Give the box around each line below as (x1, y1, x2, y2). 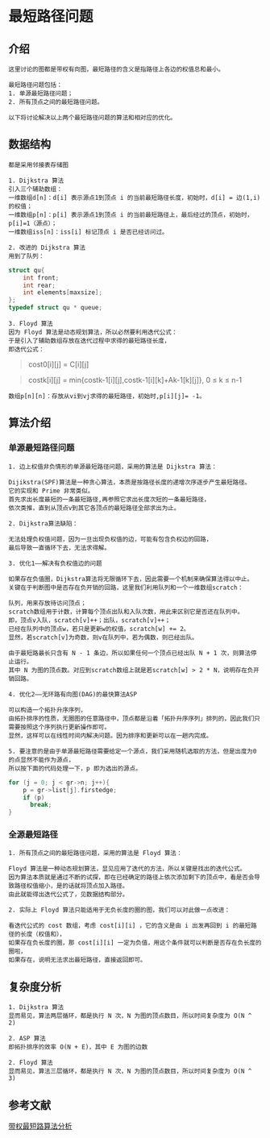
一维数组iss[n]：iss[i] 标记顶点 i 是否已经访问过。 (8, 227, 168, 236)
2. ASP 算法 (8, 1035, 46, 1043)
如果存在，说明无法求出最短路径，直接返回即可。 (8, 956, 147, 964)
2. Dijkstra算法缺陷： (8, 519, 79, 528)
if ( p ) (23, 793, 45, 802)
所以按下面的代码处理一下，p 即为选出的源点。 (8, 764, 143, 772)
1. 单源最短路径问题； (8, 89, 74, 98)
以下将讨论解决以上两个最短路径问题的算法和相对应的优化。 (8, 114, 177, 122)
